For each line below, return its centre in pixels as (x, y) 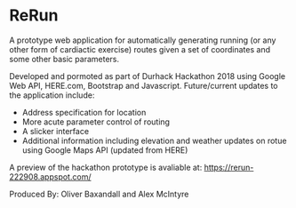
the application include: (52, 95)
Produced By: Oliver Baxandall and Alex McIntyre (99, 194)
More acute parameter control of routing (96, 122)
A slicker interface (56, 131)
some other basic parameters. (64, 59)
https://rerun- (229, 167)
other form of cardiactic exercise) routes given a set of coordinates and (140, 49)
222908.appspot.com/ (50, 176)
